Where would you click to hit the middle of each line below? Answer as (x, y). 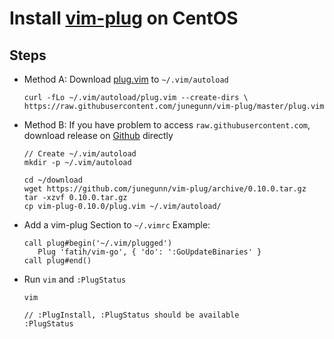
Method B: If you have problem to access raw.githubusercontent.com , (167, 125)
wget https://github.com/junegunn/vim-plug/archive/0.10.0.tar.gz (165, 189)
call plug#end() (57, 261)
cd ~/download (53, 180)
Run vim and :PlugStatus (75, 279)
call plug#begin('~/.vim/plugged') (98, 243)
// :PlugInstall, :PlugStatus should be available (131, 315)
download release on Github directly (98, 135)
